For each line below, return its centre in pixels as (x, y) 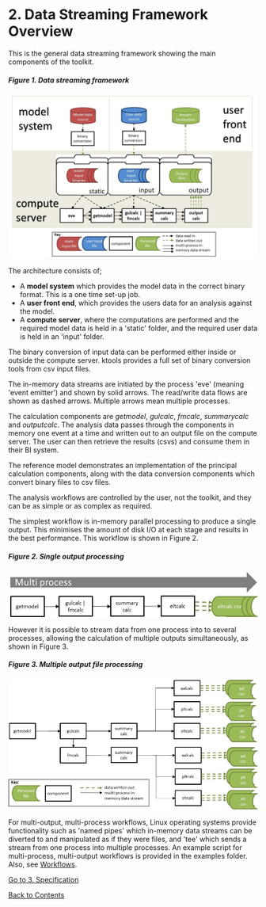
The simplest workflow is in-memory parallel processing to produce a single (132, 521)
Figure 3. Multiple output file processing (76, 665)
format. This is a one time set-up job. (80, 295)
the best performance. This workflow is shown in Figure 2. (103, 538)
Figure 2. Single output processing (66, 556)
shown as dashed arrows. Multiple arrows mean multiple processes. (119, 401)
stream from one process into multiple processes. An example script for (125, 848)
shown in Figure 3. (38, 646)
